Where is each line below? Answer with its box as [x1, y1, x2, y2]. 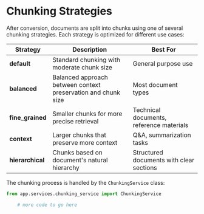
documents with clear [132, 156, 195, 164]
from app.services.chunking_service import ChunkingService [6, 190, 162, 197]
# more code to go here [17, 202, 78, 208]
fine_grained [9, 113, 47, 122]
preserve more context [52, 138, 118, 147]
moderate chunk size [52, 63, 112, 71]
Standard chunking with [52, 55, 120, 64]
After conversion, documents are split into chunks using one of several [6, 24, 183, 32]
